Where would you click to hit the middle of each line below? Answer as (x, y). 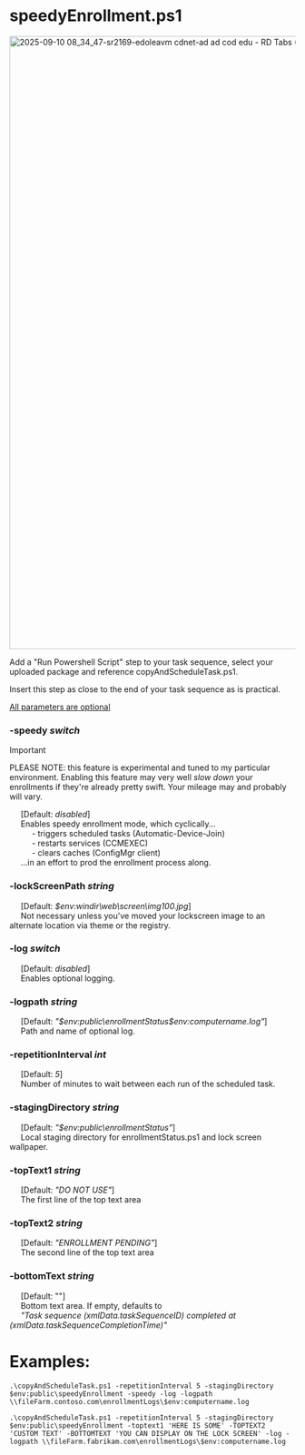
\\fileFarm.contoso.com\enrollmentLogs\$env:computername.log (129, 1401)
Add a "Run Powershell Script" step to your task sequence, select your (142, 662)
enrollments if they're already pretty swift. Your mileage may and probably (148, 787)
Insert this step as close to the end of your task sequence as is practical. (145, 689)
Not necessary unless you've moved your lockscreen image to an (143, 916)
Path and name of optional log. (78, 1031)
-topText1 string (45, 1170)
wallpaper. (29, 1146)
